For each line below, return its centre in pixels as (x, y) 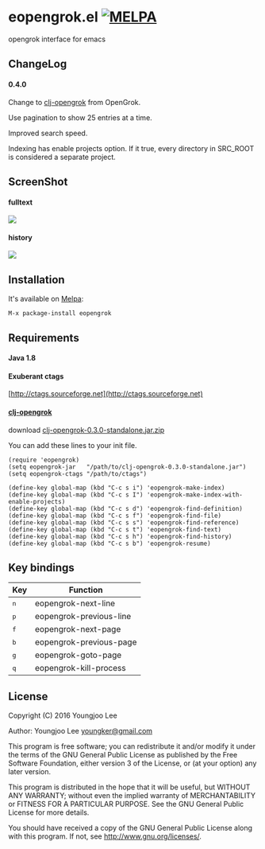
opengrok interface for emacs (57, 39)
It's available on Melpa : (46, 299)
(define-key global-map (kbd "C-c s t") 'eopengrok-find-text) (115, 529)
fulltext (21, 202)
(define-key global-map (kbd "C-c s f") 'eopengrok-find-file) (115, 516)
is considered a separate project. (62, 157)
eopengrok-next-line (75, 603)
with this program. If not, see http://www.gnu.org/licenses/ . (105, 836)
